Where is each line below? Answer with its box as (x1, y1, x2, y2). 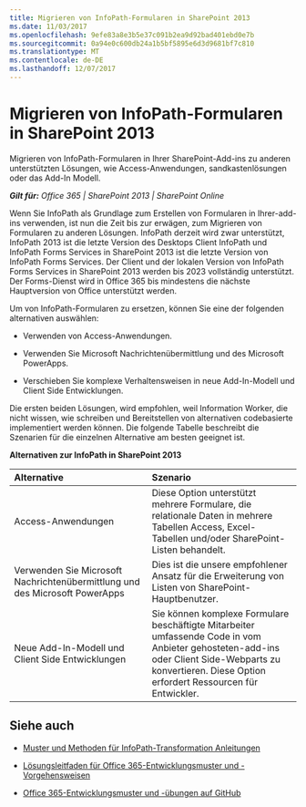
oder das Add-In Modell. (9, 172, 101, 183)
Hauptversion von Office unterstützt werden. (9, 285, 178, 296)
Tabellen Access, (151, 521, 225, 533)
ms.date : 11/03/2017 (9, 22, 88, 31)
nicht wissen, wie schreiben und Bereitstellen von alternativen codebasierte (9, 412, 293, 423)
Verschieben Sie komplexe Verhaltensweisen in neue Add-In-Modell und (22, 375, 295, 386)
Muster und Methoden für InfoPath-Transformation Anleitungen (22, 742, 261, 753)
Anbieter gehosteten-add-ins (151, 641, 280, 654)
